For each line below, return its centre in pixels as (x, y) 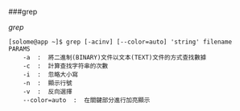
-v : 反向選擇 (48, 92)
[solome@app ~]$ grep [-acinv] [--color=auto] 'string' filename (120, 42)
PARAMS (19, 49)
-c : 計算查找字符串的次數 (66, 66)
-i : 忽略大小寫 (51, 75)
